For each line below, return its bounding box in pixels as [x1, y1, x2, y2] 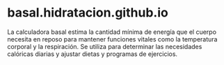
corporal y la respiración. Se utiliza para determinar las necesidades [7, 42, 202, 50]
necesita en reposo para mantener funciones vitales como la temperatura [7, 35, 218, 43]
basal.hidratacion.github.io [7, 5, 168, 21]
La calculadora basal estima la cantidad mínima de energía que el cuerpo [7, 28, 217, 36]
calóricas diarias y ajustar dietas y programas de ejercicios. [7, 50, 178, 58]
